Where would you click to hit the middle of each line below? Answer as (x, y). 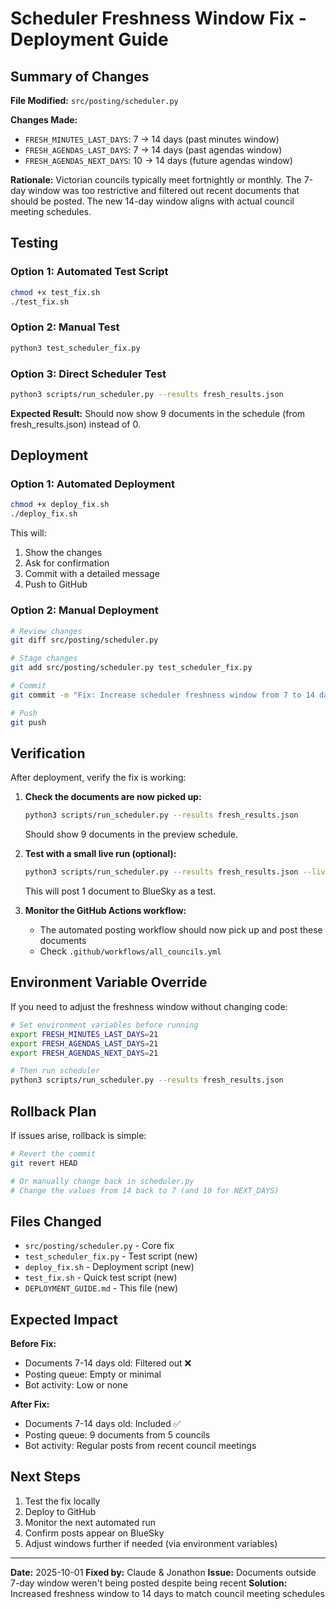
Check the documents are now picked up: (113, 797)
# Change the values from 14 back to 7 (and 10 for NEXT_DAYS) (145, 1190)
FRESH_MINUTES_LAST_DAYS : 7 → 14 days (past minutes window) (152, 139)
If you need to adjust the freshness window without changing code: (149, 1006)
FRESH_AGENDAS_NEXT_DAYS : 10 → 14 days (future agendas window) (158, 160)
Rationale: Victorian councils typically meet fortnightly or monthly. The (156, 180)
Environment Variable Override (109, 982)
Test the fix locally (62, 1501)
